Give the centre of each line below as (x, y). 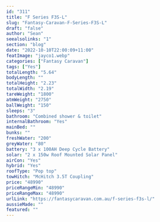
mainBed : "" (21, 127)
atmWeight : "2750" (29, 99)
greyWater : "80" (26, 144)
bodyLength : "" (25, 78)
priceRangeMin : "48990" (36, 188)
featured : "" (22, 210)
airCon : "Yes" (24, 160)
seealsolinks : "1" (29, 39)
